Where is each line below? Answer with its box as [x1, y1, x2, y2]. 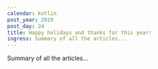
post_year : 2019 [7, 16, 54, 23]
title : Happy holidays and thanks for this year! [7, 29, 153, 36]
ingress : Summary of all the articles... [7, 36, 128, 42]
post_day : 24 [7, 23, 45, 29]
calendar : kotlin [7, 10, 57, 17]
